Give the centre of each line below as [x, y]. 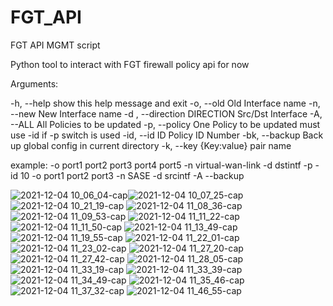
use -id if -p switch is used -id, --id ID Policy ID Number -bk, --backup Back [167, 135]
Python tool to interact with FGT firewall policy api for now [130, 64]
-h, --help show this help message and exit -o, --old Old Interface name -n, [165, 103]
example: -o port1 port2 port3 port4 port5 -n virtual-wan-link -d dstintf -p [161, 165]
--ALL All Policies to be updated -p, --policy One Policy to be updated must [165, 124]
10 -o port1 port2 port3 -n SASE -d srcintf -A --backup [132, 175]
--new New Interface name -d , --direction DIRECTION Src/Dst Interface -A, [166, 113]
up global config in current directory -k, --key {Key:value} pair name [151, 145]
